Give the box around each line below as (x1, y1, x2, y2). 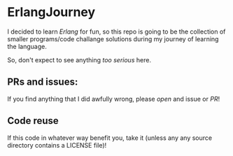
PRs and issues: (7, 76, 78, 88)
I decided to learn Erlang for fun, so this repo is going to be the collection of (7, 27, 226, 36)
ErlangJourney (7, 4, 96, 20)
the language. (7, 42, 47, 50)
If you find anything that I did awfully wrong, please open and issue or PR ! (7, 94, 220, 103)
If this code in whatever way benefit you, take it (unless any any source (7, 134, 212, 142)
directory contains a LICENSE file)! (7, 141, 107, 149)
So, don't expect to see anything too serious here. (7, 55, 152, 64)
